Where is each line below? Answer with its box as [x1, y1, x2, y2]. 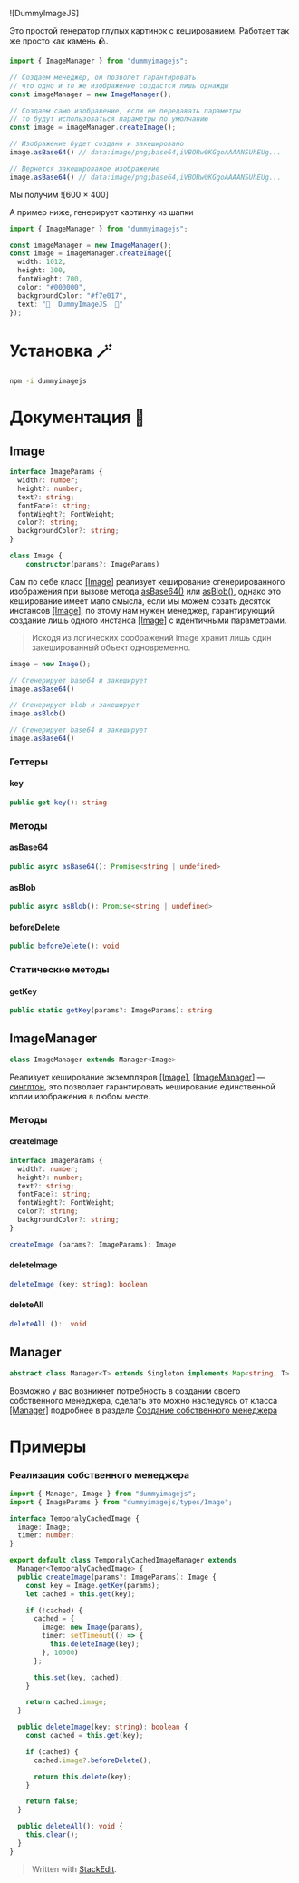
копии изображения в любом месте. [9, 1090, 151, 1101]
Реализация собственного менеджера [9, 1468, 190, 1481]
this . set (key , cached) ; [33, 1672, 124, 1682]
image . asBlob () [9, 709, 67, 718]
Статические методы [9, 963, 110, 976]
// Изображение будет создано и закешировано [9, 140, 184, 149]
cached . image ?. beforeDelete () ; [33, 1756, 152, 1765]
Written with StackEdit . [31, 1863, 118, 1874]
